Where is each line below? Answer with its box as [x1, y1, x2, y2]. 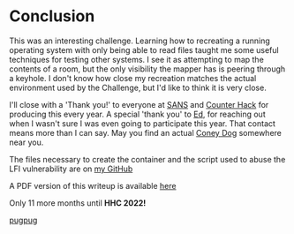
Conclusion [9, 6, 95, 26]
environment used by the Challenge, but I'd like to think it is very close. [9, 82, 267, 93]
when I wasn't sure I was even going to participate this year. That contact [9, 117, 276, 129]
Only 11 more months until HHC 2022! [9, 197, 147, 208]
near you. [9, 137, 44, 147]
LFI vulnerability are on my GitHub [9, 163, 133, 174]
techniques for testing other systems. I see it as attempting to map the [9, 54, 265, 64]
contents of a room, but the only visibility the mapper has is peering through [9, 64, 286, 74]
